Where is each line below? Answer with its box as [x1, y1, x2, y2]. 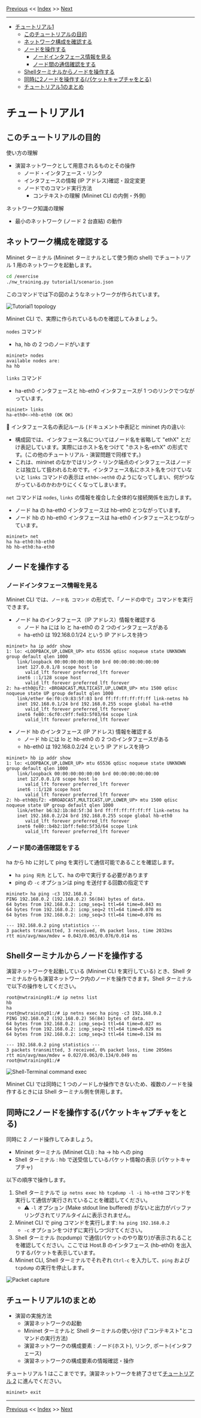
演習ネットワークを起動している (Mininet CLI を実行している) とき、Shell [6, 968, 185, 975]
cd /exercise [6, 273, 39, 279]
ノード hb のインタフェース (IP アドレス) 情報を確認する [14, 728, 153, 735]
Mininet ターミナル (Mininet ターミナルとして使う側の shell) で [6, 253, 160, 261]
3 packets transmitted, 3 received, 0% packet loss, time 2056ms [6, 1047, 172, 1053]
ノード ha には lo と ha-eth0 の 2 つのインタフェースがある [23, 624, 169, 631]
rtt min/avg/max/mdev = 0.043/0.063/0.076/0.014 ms [6, 933, 138, 939]
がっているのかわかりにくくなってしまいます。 [14, 480, 130, 488]
